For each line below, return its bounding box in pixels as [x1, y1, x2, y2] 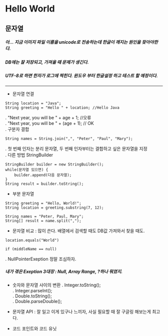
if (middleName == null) [5, 247, 57, 252]
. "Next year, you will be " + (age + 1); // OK [5, 120, 94, 126]
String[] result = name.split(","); [5, 219, 81, 224]
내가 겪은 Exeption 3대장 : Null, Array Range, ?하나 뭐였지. [5, 268, 123, 274]
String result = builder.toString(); [5, 182, 84, 187]
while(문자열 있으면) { [5, 167, 48, 173]
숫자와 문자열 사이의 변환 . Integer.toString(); [12, 282, 101, 288]
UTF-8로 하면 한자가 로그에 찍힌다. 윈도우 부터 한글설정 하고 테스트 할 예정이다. [5, 72, 158, 78]
